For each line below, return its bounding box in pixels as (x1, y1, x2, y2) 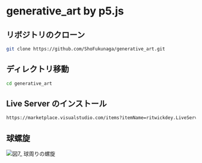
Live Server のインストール (6, 98, 107, 109)
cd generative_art (6, 80, 52, 87)
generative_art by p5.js (6, 4, 124, 18)
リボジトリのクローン (6, 29, 85, 40)
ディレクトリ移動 (6, 64, 69, 75)
